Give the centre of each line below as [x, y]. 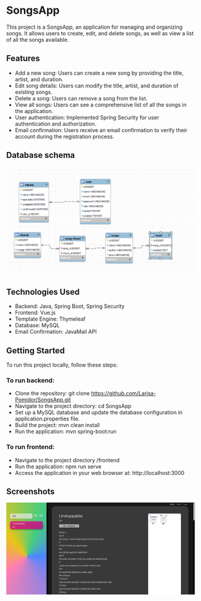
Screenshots [31, 492]
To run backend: [31, 380]
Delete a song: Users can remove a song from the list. [81, 98]
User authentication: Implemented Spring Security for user [87, 117]
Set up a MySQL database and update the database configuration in [99, 413]
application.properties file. [47, 419]
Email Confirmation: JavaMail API [56, 332]
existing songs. [33, 92]
